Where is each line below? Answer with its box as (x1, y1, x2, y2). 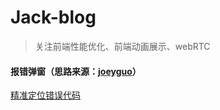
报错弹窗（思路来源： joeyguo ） (10, 65, 142, 77)
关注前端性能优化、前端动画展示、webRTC (34, 40, 211, 52)
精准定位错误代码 (10, 89, 81, 101)
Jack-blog (10, 6, 97, 29)
